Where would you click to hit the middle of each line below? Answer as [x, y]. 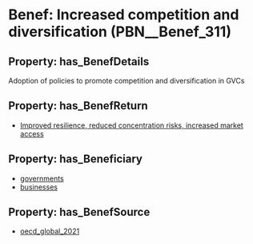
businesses [39, 187]
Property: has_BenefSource [79, 212]
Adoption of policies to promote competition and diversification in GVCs [127, 81]
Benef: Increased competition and [124, 15]
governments [42, 178]
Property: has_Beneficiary [75, 159]
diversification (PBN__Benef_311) [120, 32]
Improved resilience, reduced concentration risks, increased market [132, 125]
